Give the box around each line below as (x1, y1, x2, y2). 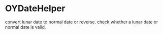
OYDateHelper (5, 3, 65, 14)
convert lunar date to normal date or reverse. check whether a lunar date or (5, 19, 159, 25)
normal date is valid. (5, 24, 46, 30)
